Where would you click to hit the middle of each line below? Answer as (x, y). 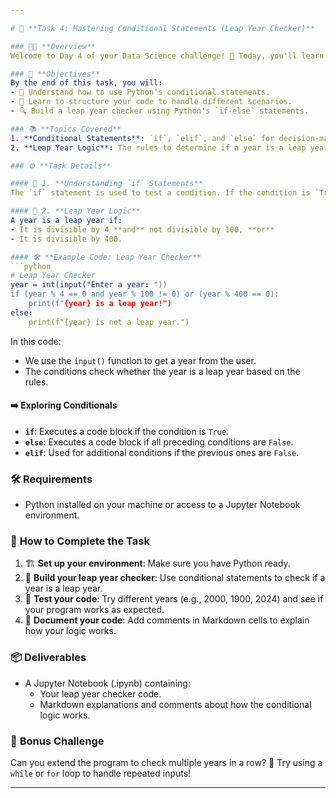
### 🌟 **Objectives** (55, 74)
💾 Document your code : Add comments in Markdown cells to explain (167, 620)
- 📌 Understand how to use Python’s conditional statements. (140, 92)
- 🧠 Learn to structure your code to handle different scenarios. (151, 102)
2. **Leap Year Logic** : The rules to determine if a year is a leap (158, 147)
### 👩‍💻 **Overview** (53, 46)
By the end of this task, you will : (86, 83)
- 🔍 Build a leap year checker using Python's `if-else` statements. (159, 111)
